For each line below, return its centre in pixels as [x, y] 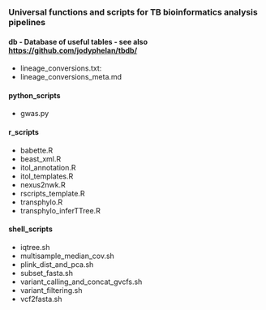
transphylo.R [41, 202]
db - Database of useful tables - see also [78, 41]
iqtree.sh [35, 247]
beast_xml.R [41, 159]
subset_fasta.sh [46, 273]
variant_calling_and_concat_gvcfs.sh [81, 282]
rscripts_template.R [52, 193]
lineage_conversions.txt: [61, 68]
